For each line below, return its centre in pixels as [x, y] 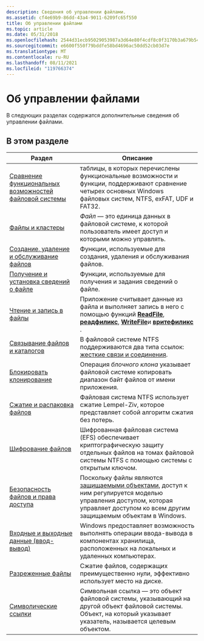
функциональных [35, 184]
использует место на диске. [121, 581]
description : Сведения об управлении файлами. [66, 12]
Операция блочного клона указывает [135, 364]
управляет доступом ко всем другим [135, 508]
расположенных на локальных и [128, 549]
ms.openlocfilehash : [32, 40]
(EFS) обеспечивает [110, 437]
